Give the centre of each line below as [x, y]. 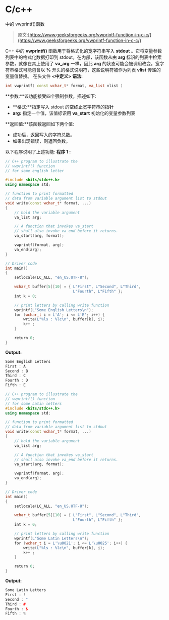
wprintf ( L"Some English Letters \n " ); [54, 310]
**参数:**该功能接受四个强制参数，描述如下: [51, 96]
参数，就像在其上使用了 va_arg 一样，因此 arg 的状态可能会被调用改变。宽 [82, 63]
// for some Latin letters [34, 403]
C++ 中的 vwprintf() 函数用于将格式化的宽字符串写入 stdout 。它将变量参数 [84, 51]
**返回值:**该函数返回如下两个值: [40, 124]
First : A [16, 366]
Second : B [17, 371]
